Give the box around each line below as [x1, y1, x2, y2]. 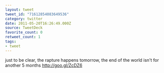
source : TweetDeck [5, 25, 43, 30]
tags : [5, 39, 16, 44]
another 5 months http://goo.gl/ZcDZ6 [5, 62, 82, 68]
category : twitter [5, 16, 43, 21]
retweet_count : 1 [5, 35, 41, 40]
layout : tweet [5, 7, 34, 12]
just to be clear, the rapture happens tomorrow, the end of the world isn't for [5, 57, 159, 63]
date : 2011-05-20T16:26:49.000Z [5, 21, 71, 26]
